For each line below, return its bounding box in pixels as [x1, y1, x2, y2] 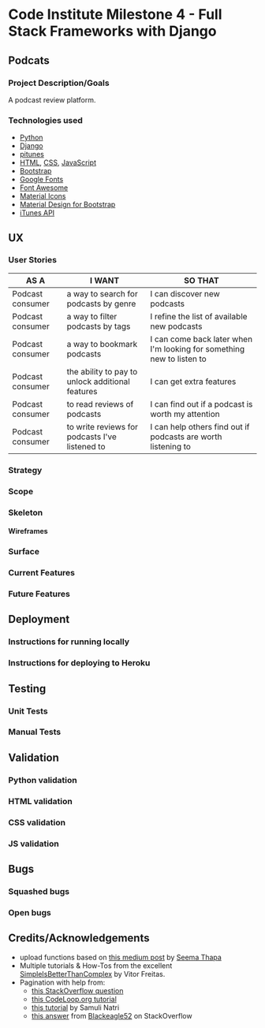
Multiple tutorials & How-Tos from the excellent [19, 960, 173, 970]
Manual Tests [8, 727, 62, 738]
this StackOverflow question [31, 985, 124, 995]
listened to [66, 441, 106, 452]
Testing [8, 682, 47, 695]
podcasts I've [66, 431, 117, 442]
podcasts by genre [66, 298, 136, 309]
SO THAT [184, 274, 219, 285]
